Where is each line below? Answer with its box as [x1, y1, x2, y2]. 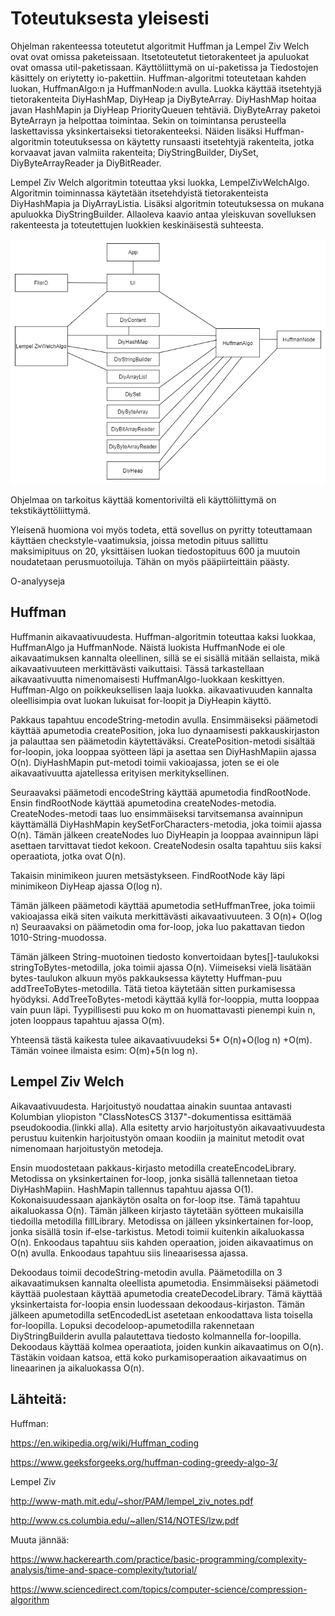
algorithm [10, 1593, 50, 1606]
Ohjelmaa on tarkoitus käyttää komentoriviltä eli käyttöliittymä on [10, 494, 277, 506]
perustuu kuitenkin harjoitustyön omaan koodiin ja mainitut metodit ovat [10, 1132, 305, 1144]
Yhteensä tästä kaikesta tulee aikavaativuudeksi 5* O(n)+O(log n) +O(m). [10, 1033, 313, 1046]
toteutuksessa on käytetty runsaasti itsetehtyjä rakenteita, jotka [53, 135, 315, 147]
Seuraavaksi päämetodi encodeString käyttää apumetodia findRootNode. [10, 786, 311, 798]
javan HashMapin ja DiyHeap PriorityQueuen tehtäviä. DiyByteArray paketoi [10, 103, 321, 116]
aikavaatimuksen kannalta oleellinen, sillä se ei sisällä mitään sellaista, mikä [10, 652, 320, 664]
